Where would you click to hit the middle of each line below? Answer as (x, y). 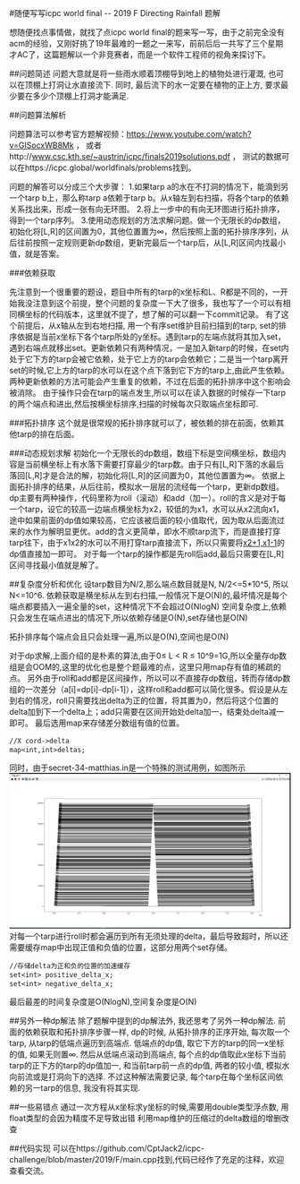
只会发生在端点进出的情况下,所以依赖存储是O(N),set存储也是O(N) (129, 618)
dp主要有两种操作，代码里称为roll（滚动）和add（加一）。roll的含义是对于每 (148, 498)
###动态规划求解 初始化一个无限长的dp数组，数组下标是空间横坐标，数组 (144, 453)
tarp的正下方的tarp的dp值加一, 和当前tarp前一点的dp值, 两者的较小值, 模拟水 (150, 1065)
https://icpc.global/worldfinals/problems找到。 (110, 167)
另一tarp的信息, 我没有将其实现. (83, 1087)
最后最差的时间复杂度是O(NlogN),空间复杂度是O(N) (103, 1001)
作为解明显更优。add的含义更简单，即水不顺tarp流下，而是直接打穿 (157, 532)
